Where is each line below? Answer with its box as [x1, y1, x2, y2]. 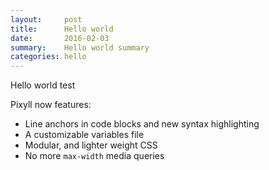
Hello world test [10, 79, 76, 91]
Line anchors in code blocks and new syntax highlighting [24, 118, 260, 130]
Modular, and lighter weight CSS [24, 139, 158, 151]
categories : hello [10, 52, 87, 62]
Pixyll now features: [10, 99, 92, 111]
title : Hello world [10, 24, 114, 34]
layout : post [10, 14, 83, 25]
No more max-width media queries [24, 150, 165, 162]
